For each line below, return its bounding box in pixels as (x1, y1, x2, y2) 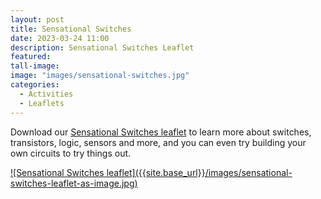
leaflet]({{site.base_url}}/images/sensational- (106, 166, 293, 178)
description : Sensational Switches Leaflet (10, 42, 195, 53)
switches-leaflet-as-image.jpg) (10, 177, 138, 189)
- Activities (19, 89, 74, 99)
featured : (10, 52, 52, 62)
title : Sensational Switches (10, 24, 132, 34)
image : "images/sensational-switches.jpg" (10, 71, 190, 81)
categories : (10, 80, 60, 90)
